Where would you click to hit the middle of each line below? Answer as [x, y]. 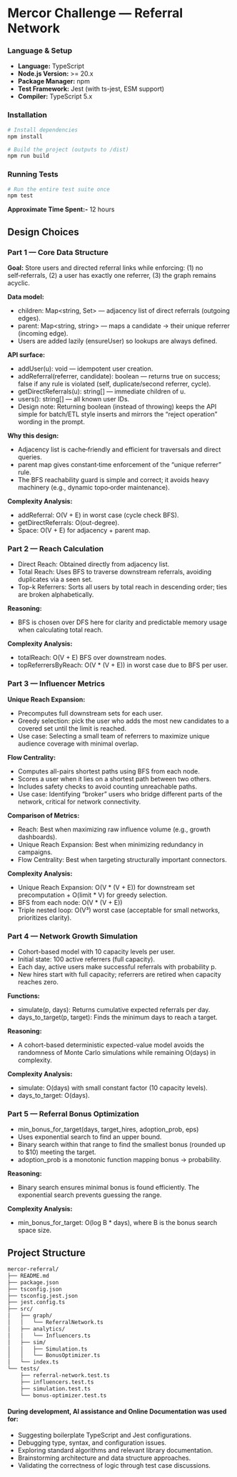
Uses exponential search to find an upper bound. [90, 1137]
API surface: [26, 355]
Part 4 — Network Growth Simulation [72, 936]
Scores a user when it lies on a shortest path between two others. [115, 778]
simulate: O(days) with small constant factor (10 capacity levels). [113, 1088]
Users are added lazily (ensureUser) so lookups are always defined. [117, 341]
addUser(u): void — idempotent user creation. [85, 369]
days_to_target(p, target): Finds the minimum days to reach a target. [117, 1017]
